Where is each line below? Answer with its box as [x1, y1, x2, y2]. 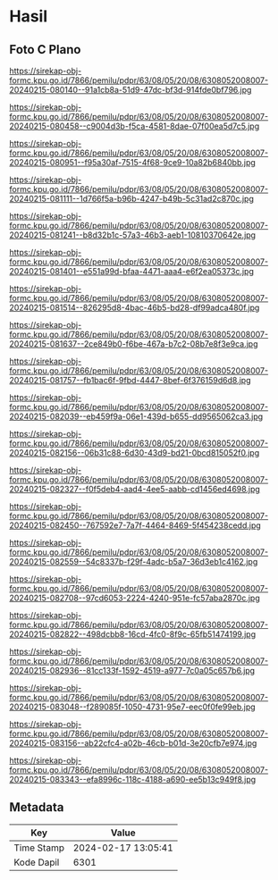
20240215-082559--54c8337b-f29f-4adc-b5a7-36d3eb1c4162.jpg [9, 557, 258, 566]
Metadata [9, 800, 64, 815]
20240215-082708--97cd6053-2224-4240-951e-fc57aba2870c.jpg [9, 592, 261, 603]
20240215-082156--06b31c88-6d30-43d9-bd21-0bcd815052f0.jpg [9, 448, 260, 457]
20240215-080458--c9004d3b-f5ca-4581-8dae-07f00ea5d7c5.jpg [9, 121, 260, 131]
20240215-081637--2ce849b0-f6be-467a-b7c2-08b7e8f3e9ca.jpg [9, 339, 258, 349]
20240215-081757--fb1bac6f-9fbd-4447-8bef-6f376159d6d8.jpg [9, 375, 251, 385]
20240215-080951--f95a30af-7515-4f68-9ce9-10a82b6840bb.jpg [9, 157, 257, 167]
